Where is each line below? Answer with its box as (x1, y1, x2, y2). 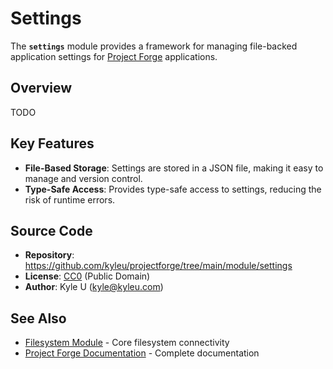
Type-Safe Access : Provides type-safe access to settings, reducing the (24, 183, 322, 195)
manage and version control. (24, 172, 143, 184)
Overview (10, 80, 73, 97)
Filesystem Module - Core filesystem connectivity (24, 337, 230, 349)
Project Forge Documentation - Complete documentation (24, 347, 260, 359)
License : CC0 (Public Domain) (24, 270, 151, 282)
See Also (10, 310, 67, 327)
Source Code (10, 222, 93, 239)
